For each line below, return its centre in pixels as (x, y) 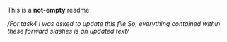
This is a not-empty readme (48, 10)
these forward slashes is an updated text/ (68, 31)
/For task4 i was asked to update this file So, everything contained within (114, 23)
